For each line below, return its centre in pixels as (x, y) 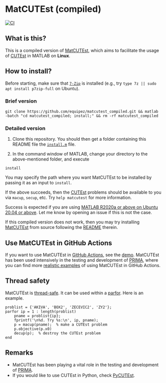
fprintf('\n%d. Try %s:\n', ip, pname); (56, 320)
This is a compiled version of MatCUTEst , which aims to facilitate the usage (82, 50)
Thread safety (28, 281)
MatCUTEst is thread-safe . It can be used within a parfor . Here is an (74, 293)
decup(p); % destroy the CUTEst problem (57, 333)
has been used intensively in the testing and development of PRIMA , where (82, 260)
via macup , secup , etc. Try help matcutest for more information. (69, 198)
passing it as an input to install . (38, 183)
